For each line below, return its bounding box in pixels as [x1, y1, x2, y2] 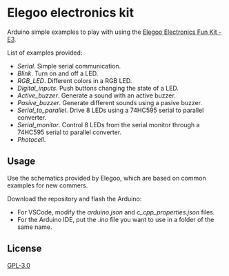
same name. [17, 223, 53, 231]
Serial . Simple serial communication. [17, 62, 121, 70]
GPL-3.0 [7, 261, 31, 269]
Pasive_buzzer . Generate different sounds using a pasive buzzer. [17, 98, 202, 107]
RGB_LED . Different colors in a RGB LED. [17, 76, 132, 84]
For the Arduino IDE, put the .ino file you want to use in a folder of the [17, 215, 215, 223]
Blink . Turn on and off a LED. [17, 69, 99, 77]
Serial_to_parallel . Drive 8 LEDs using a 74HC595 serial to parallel [17, 106, 204, 114]
